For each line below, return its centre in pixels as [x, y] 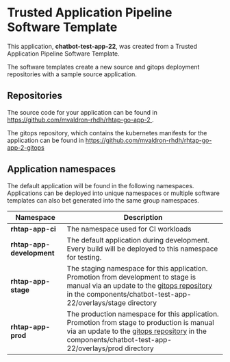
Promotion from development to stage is [131, 277]
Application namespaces [62, 169]
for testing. [84, 257]
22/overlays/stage [97, 302]
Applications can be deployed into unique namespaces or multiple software [114, 193]
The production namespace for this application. [143, 314]
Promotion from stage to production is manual [140, 322]
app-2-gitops [26, 147]
